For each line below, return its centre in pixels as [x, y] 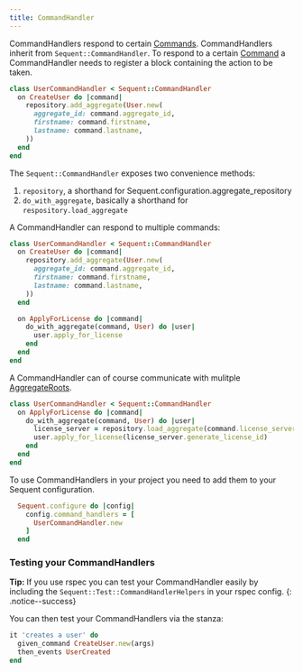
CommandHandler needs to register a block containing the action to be [141, 62]
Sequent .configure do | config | [76, 506]
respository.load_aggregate [75, 210]
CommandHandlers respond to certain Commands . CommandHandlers [141, 43]
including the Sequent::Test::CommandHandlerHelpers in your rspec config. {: [151, 592]
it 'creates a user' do [54, 635]
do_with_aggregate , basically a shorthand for [105, 200]
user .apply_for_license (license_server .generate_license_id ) [151, 437]
